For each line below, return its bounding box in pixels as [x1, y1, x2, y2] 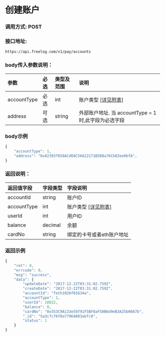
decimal [42, 222, 61, 228]
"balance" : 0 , [23, 304, 52, 309]
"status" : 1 [23, 318, 48, 323]
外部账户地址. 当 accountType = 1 [79, 109, 157, 116]
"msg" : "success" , [14, 272, 52, 277]
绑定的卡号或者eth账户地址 [67, 231, 129, 238]
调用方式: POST [5, 23, 42, 30]
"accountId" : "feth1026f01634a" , [23, 291, 91, 296]
